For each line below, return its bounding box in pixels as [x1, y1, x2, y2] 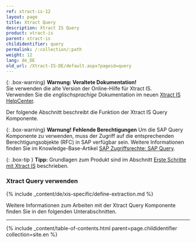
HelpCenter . [6, 98, 35, 105]
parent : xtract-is [6, 36, 51, 41]
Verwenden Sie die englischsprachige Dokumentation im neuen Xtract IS [6, 91, 181, 98]
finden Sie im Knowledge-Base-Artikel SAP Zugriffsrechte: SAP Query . [6, 145, 176, 152]
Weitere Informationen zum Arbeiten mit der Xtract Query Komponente [6, 202, 176, 209]
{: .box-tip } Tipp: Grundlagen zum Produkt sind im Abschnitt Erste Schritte [6, 156, 187, 164]
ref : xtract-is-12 [6, 8, 51, 15]
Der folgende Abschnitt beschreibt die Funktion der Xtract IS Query [6, 109, 168, 116]
